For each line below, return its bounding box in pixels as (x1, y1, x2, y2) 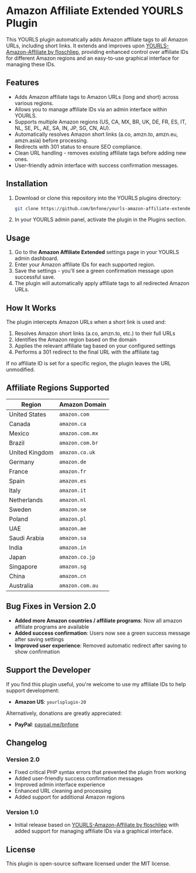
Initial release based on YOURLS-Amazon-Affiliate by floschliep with (14, 821, 179, 829)
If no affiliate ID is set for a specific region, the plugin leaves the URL (6, 360, 171, 367)
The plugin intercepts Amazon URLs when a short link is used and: (6, 319, 166, 326)
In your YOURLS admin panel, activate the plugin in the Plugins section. (14, 216, 187, 223)
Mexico (9, 429, 29, 437)
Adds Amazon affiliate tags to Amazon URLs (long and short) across (14, 93, 179, 100)
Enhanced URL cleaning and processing (14, 788, 111, 795)
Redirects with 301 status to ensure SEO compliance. (14, 143, 142, 150)
